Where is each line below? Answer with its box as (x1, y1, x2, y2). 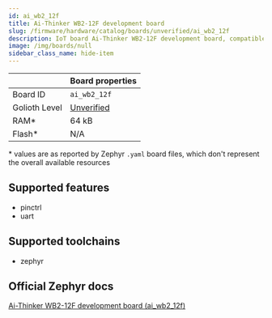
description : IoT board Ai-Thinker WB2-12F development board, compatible (8, 34, 266, 43)
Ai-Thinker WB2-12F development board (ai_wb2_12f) (8, 301, 186, 311)
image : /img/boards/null (8, 42, 92, 50)
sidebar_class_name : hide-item (8, 49, 114, 57)
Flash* (12, 129, 39, 139)
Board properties (70, 75, 138, 86)
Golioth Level (12, 102, 62, 113)
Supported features (8, 181, 110, 195)
